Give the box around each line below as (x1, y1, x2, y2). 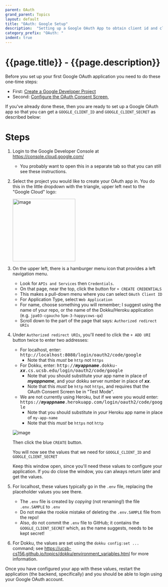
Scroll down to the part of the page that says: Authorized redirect (19, 317, 157, 323)
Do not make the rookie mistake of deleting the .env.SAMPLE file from (19, 509, 161, 515)
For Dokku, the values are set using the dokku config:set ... (12, 540, 139, 546)
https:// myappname (19, 399, 65, 405)
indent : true (5, 36, 32, 41)
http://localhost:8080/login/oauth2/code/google (19, 352, 141, 358)
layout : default (5, 17, 39, 22)
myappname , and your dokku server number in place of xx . (27, 378, 151, 384)
